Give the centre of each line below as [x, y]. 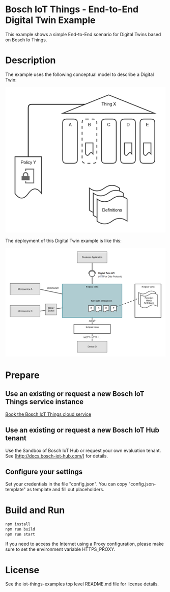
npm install [18, 524]
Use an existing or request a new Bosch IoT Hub [82, 430]
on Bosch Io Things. [26, 40]
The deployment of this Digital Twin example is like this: [64, 240]
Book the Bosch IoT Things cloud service [48, 414]
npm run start [20, 534]
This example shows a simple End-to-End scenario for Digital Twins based [83, 34]
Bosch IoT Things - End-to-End [72, 9]
